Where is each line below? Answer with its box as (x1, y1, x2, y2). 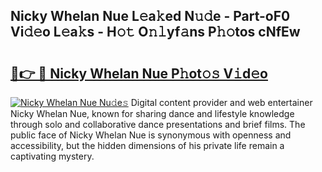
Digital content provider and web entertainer (130, 97, 313, 108)
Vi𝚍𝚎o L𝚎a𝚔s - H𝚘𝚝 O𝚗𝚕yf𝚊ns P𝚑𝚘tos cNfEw (10, 24, 301, 41)
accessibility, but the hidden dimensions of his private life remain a (10, 140, 285, 151)
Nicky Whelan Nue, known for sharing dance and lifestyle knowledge (10, 108, 295, 119)
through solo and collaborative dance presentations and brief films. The (10, 119, 306, 130)
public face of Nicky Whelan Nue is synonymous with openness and (10, 129, 292, 141)
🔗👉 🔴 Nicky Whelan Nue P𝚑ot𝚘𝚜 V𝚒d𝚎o (10, 65, 268, 82)
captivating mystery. (10, 150, 95, 162)
